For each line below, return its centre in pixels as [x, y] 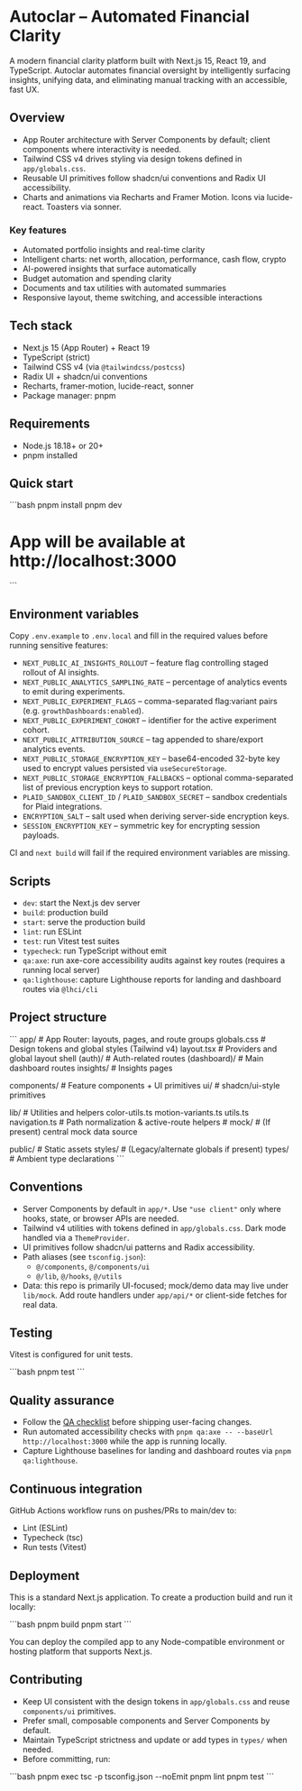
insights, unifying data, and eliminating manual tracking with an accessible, [148, 79]
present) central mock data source [73, 1131]
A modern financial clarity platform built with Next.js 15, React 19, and [138, 60]
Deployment [45, 1575]
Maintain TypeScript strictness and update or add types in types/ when [155, 1740]
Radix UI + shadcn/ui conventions [85, 376]
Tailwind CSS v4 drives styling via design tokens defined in [132, 159]
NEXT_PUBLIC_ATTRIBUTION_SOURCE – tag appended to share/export [143, 739]
